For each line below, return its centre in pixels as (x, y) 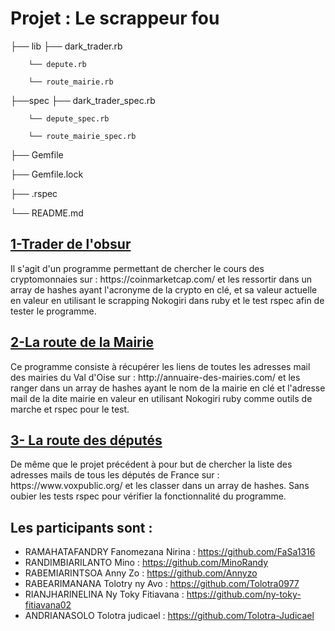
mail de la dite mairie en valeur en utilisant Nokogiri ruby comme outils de (161, 398)
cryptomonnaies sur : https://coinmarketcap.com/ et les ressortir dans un (161, 279)
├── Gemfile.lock (47, 174)
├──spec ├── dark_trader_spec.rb (83, 100)
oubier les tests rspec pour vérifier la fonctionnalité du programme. (148, 496)
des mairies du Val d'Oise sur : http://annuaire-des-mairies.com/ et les (155, 377)
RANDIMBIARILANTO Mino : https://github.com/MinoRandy (146, 563)
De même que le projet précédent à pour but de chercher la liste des (151, 464)
